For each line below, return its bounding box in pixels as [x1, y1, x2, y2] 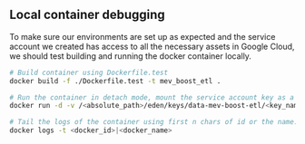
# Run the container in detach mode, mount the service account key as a [9, 92, 295, 102]
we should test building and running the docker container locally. [9, 50, 252, 62]
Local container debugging [9, 7, 165, 23]
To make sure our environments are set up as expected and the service [9, 31, 276, 42]
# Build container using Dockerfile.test [9, 68, 169, 77]
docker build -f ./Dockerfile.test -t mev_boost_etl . [9, 76, 221, 85]
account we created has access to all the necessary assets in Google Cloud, [9, 41, 295, 52]
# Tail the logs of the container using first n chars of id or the [9, 118, 274, 127]
